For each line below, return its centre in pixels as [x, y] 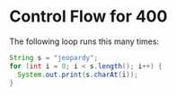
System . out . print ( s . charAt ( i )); [78, 74]
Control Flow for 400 [88, 17]
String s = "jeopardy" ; [54, 57]
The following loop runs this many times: [84, 41]
